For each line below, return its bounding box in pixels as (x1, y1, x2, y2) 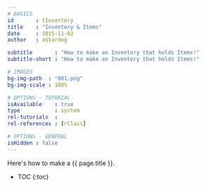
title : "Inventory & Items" (7, 23, 102, 30)
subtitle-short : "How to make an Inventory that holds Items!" (7, 56, 200, 63)
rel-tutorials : (7, 114, 58, 121)
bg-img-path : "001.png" (7, 75, 83, 82)
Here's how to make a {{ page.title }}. (7, 159, 115, 167)
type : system (7, 107, 80, 115)
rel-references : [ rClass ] (7, 120, 86, 127)
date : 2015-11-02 (7, 30, 74, 37)
